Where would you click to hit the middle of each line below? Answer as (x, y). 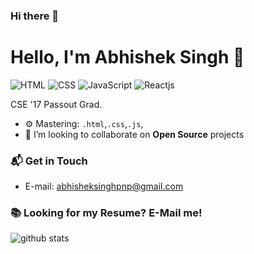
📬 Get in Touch (49, 161)
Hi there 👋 (35, 16)
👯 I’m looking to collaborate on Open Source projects (134, 134)
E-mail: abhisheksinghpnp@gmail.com (104, 186)
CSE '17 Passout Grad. (56, 104)
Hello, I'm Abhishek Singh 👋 (127, 57)
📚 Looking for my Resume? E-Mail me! (106, 213)
